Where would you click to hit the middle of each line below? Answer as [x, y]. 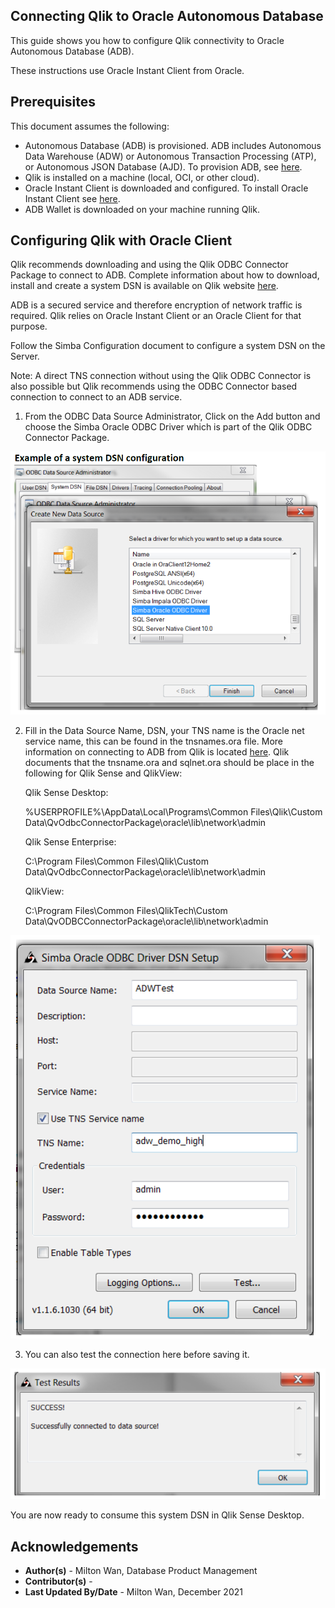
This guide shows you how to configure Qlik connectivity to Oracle [147, 40]
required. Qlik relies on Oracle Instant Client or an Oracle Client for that [156, 316]
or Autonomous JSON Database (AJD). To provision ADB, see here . [163, 166]
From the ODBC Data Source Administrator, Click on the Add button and [172, 416]
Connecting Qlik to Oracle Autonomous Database [167, 16]
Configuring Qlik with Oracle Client [121, 240]
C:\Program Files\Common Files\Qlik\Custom [116, 861]
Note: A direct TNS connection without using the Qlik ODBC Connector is [161, 376]
